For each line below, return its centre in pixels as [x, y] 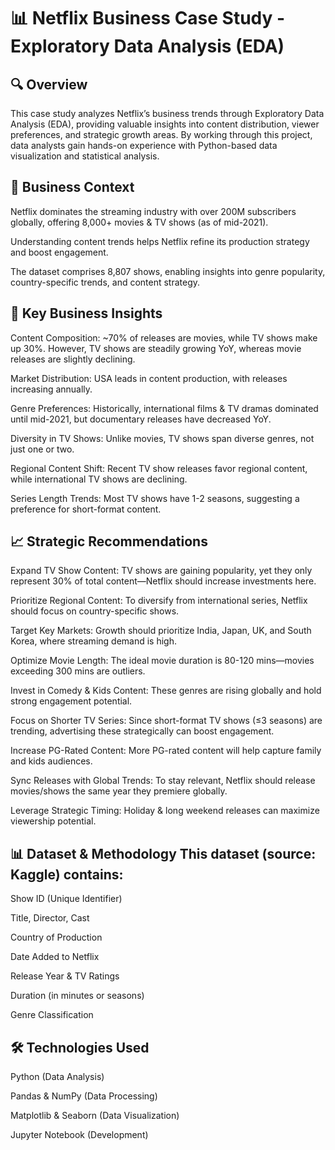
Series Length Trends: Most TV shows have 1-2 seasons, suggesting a [155, 498]
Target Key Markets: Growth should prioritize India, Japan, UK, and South [161, 631]
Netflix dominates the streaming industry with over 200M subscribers [153, 211]
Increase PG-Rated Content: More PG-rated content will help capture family [166, 751]
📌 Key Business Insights [86, 313]
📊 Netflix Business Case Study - [148, 18]
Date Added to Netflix [55, 957]
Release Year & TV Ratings [65, 976]
